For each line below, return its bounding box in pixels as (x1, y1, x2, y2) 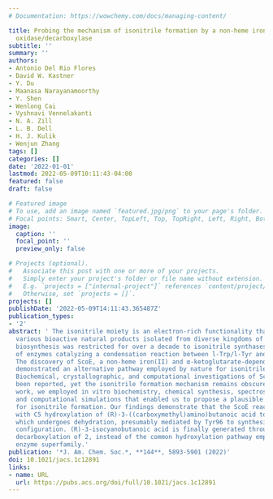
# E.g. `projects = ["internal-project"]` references (8, 282, 201, 290)
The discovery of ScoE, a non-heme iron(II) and (15, 358, 184, 366)
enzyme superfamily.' (15, 441, 89, 449)
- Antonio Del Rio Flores (8, 64, 96, 73)
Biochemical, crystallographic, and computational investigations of (15, 372, 256, 381)
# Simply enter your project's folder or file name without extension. (8, 274, 264, 282)
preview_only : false (15, 245, 85, 253)
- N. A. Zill (8, 117, 53, 126)
